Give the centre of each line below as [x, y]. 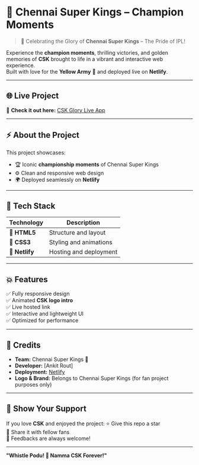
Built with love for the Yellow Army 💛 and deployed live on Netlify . [87, 71]
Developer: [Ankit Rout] [44, 366]
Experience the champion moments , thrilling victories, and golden [87, 52]
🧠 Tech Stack [31, 206]
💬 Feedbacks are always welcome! [48, 438]
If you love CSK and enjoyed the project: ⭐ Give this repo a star [83, 423]
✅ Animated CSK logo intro [39, 300]
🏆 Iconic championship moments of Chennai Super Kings [86, 164]
